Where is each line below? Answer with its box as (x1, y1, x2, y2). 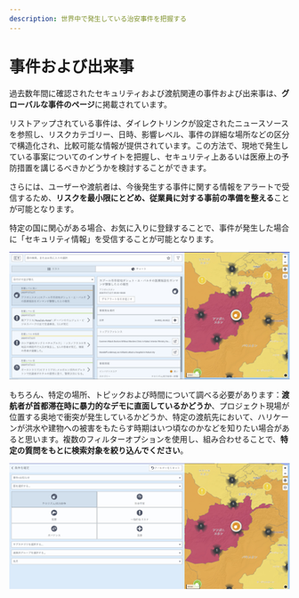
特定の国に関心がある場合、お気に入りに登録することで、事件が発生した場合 (9, 222, 290, 233)
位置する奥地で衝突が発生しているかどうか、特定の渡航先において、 (9, 411, 258, 422)
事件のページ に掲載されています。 (47, 99, 172, 109)
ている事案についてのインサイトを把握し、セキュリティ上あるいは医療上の (9, 151, 282, 162)
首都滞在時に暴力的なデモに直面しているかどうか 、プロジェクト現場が (32, 400, 290, 411)
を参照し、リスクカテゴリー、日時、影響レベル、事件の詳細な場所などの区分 (9, 129, 290, 140)
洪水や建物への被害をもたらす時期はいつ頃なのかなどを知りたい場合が (24, 423, 282, 433)
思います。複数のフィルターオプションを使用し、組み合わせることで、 (24, 433, 281, 444)
